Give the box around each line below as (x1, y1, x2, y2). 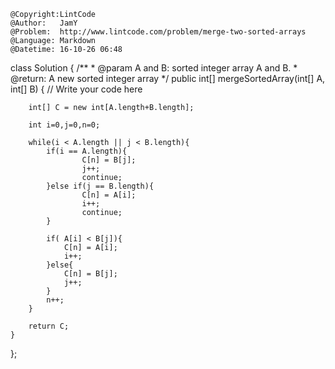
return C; (28, 321, 70, 331)
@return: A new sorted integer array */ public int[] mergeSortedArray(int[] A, (10, 73, 326, 84)
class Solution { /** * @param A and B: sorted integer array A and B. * (10, 62, 298, 74)
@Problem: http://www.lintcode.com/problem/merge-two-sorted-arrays (10, 27, 307, 37)
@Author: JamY (10, 18, 78, 28)
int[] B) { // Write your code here (10, 83, 143, 95)
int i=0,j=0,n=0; (28, 120, 101, 130)
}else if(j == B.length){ (46, 181, 155, 191)
